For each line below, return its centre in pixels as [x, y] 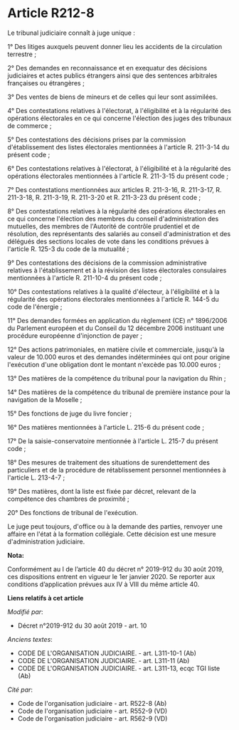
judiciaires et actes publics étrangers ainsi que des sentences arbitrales [112, 75]
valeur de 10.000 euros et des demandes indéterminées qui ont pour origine [119, 356]
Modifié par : [26, 612]
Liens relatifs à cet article [46, 598]
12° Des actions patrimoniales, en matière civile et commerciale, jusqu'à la [116, 349]
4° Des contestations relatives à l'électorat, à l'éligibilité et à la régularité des [119, 110]
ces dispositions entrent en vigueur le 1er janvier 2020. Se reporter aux [111, 576]
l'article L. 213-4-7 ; [36, 477]
